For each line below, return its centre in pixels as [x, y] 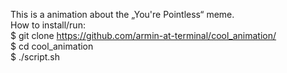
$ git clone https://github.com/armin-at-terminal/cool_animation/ [143, 35]
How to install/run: [48, 25]
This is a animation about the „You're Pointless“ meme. [122, 14]
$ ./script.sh [35, 57]
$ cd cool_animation [52, 46]
